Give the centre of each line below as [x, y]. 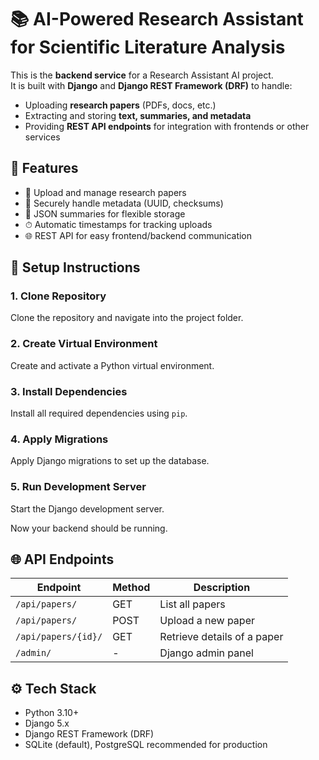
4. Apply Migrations [59, 439]
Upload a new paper [207, 621]
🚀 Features [44, 168]
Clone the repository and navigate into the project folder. [127, 318]
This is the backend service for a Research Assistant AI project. [142, 75]
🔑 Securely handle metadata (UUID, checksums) [124, 203]
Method [131, 588]
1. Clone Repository [58, 296]
